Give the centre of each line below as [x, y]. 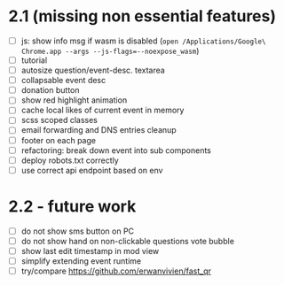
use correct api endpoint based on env [92, 170]
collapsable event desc [63, 81]
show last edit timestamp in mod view [90, 250]
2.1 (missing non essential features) [142, 16]
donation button [50, 90]
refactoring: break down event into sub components [116, 150]
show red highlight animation [74, 100]
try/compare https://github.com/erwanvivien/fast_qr [116, 271]
